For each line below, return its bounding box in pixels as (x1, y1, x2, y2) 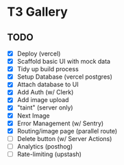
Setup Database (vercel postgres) (16, 73, 113, 81)
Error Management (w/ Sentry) (16, 119, 104, 127)
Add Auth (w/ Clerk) (16, 88, 74, 97)
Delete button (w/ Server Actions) (16, 134, 112, 142)
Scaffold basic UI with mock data (16, 58, 111, 66)
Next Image (16, 111, 50, 120)
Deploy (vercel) (16, 49, 61, 58)
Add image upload (16, 96, 69, 104)
